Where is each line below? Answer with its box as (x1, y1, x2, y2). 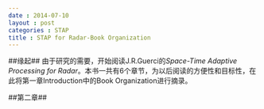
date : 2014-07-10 (8, 11, 69, 20)
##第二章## (8, 92, 48, 103)
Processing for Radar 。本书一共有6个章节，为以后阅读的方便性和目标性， (8, 66, 250, 76)
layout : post (8, 19, 56, 27)
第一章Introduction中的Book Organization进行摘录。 (21, 76, 192, 85)
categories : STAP (8, 26, 69, 34)
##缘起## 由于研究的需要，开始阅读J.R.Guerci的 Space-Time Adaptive (8, 56, 238, 66)
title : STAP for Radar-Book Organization (8, 33, 151, 42)
